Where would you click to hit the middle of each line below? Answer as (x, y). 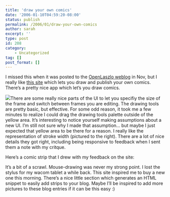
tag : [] (14, 58)
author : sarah (20, 29)
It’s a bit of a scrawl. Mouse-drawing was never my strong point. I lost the (83, 167)
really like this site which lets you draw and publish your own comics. (78, 82)
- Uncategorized (32, 53)
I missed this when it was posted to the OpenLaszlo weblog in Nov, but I (81, 77)
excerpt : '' (18, 34)
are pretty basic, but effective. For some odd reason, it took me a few (78, 109)
